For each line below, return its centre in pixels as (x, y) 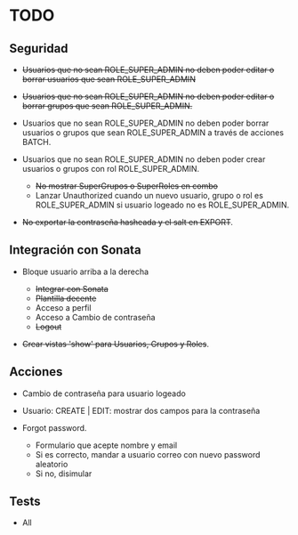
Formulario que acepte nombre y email (106, 445)
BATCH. (36, 142)
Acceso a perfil (63, 307)
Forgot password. (54, 427)
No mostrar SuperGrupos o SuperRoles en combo (126, 186)
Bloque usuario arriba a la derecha (85, 272)
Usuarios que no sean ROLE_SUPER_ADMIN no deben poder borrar (145, 123)
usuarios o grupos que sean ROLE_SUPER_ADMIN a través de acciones (153, 133)
